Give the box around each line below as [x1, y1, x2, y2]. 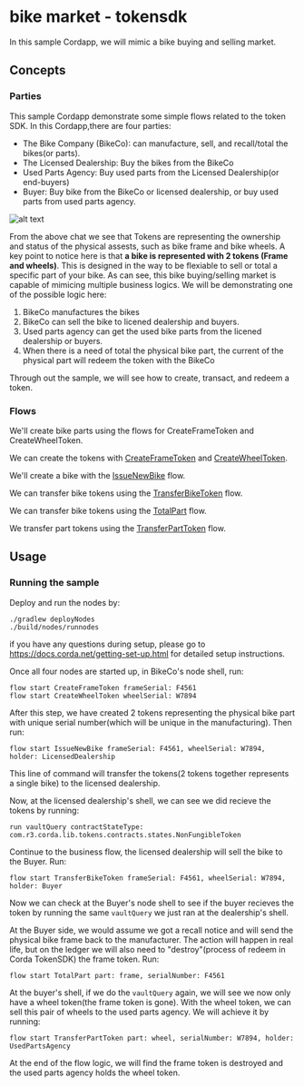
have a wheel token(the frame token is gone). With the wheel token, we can [9, 996, 292, 1007]
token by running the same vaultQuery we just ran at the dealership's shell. [9, 906, 289, 918]
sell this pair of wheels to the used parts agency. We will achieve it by [9, 1006, 270, 1017]
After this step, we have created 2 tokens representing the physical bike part [9, 707, 296, 718]
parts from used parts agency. [22, 195, 136, 206]
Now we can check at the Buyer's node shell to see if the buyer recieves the [9, 897, 295, 908]
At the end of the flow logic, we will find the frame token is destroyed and [9, 1057, 284, 1068]
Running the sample [9, 577, 100, 589]
